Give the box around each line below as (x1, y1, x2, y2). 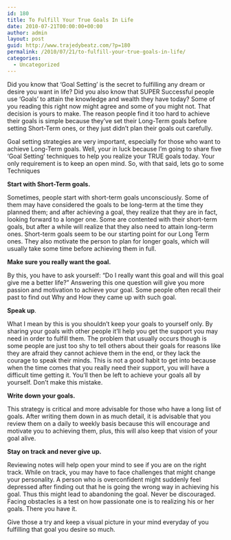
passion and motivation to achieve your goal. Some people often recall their (7, 285, 221, 294)
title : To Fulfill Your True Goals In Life (7, 17, 134, 23)
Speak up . (7, 306, 36, 314)
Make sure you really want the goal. (7, 257, 111, 266)
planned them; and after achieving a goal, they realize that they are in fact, (7, 208, 218, 216)
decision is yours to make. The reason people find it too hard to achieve (7, 109, 210, 118)
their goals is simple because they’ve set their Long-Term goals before (7, 116, 208, 125)
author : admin (7, 29, 48, 36)
